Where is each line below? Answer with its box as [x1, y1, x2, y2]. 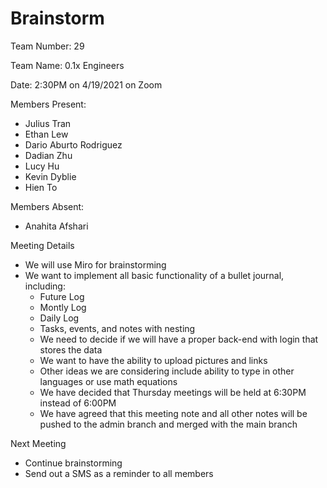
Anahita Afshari [24, 220, 89, 232]
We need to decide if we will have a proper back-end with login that [39, 333, 319, 345]
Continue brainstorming [24, 457, 123, 469]
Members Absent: [10, 200, 85, 212]
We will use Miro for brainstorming [24, 258, 167, 271]
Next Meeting [10, 437, 67, 449]
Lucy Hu [24, 160, 60, 172]
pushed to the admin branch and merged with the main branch [39, 418, 298, 430]
